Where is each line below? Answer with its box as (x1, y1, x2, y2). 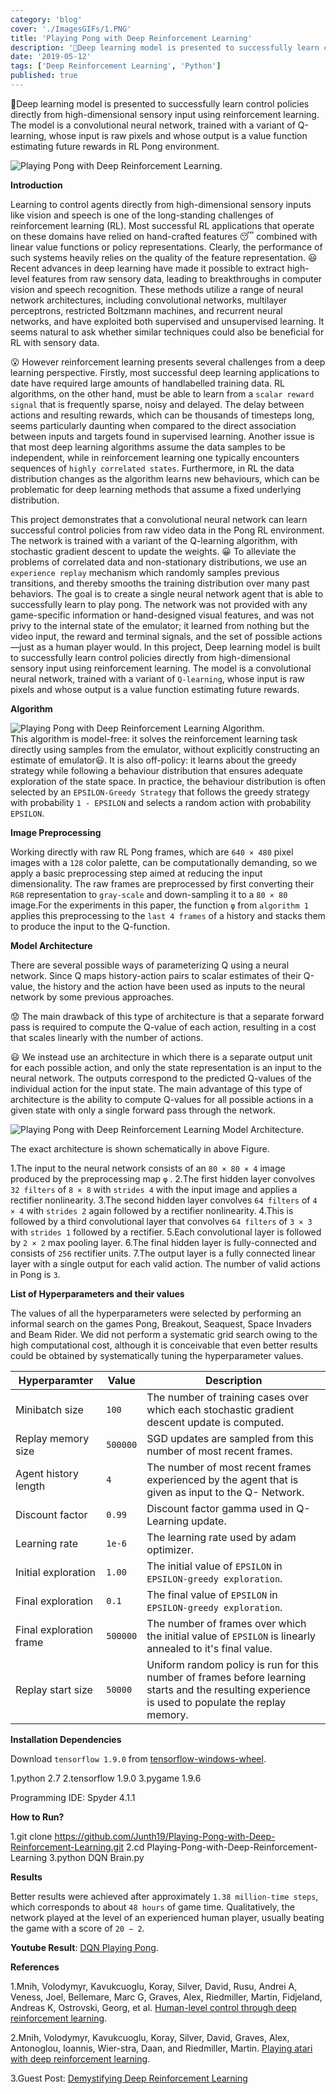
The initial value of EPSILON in (146, 1559, 283, 1573)
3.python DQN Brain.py (49, 1851, 145, 1863)
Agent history (15, 1466, 79, 1480)
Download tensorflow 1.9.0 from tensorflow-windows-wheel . (10, 1752, 267, 1765)
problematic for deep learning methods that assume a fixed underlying (10, 483, 302, 495)
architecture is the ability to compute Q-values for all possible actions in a (10, 1093, 314, 1105)
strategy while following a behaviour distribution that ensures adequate (10, 764, 303, 776)
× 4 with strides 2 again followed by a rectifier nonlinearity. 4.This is (10, 1204, 294, 1216)
